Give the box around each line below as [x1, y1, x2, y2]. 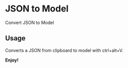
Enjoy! [5, 57, 19, 63]
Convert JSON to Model [5, 19, 54, 25]
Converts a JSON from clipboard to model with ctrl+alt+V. [5, 47, 124, 53]
